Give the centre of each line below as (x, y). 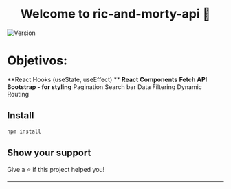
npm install (24, 131)
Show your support (49, 152)
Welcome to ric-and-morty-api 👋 (115, 14)
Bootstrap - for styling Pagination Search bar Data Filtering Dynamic (105, 87)
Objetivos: (37, 61)
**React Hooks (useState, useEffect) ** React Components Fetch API (107, 79)
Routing (18, 94)
